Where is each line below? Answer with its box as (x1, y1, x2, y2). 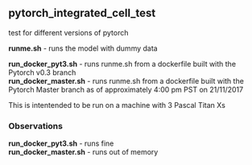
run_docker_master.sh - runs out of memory (8, 147, 159, 157)
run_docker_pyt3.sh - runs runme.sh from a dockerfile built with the (8, 59, 236, 68)
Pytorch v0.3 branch (8, 68, 76, 77)
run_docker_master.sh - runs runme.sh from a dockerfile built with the (8, 76, 244, 85)
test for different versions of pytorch (8, 27, 129, 37)
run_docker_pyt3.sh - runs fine (8, 138, 114, 148)
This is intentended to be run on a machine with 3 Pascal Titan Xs (8, 100, 226, 109)
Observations (8, 120, 63, 131)
